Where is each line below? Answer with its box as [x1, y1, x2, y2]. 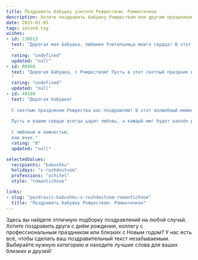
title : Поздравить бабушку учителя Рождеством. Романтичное [6, 8, 157, 15]
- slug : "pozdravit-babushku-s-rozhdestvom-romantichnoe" [6, 194, 151, 200]
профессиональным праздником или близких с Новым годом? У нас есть [6, 228, 192, 236]
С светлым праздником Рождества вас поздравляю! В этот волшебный [11, 107, 178, 113]
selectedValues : [6, 156, 46, 162]
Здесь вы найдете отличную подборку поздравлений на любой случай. [6, 216, 187, 223]
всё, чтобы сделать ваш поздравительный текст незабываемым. [6, 235, 170, 242]
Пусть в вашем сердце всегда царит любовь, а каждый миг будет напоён [11, 119, 189, 124]
